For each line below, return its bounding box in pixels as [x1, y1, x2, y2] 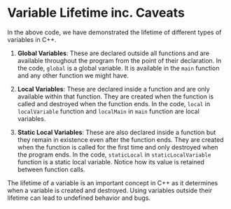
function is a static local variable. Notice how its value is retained [17, 157, 205, 166]
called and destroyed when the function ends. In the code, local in [17, 99, 211, 108]
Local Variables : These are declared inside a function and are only [17, 85, 210, 93]
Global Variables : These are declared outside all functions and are [17, 49, 210, 57]
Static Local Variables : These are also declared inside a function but [17, 128, 216, 136]
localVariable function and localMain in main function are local [17, 107, 199, 115]
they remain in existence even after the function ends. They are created [17, 135, 224, 144]
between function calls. [17, 165, 85, 173]
